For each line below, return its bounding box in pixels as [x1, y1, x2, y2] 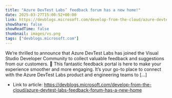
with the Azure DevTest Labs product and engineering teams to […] [5, 71, 147, 78]
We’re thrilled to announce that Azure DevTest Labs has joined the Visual [5, 50, 159, 56]
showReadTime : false [5, 27, 50, 32]
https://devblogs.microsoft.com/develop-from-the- [44, 81, 152, 87]
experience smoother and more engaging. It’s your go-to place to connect [5, 66, 161, 72]
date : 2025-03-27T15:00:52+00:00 [5, 12, 77, 17]
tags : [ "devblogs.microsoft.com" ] [5, 36, 79, 41]
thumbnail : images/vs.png [5, 31, 60, 36]
